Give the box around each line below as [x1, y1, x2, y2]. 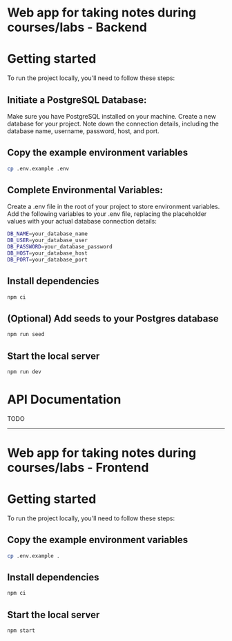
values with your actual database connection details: [7, 217, 157, 226]
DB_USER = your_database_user [7, 237, 88, 244]
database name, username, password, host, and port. [7, 126, 160, 135]
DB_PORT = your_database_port [7, 256, 88, 263]
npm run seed [7, 331, 45, 338]
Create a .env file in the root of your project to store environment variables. [7, 202, 220, 211]
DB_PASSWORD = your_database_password [7, 244, 113, 250]
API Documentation [7, 392, 122, 408]
